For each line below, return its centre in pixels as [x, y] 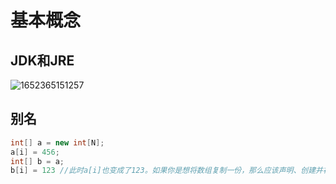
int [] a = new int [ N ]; [57, 142]
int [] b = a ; [37, 161]
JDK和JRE [42, 60]
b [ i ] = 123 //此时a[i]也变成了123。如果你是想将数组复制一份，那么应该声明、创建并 [167, 171]
